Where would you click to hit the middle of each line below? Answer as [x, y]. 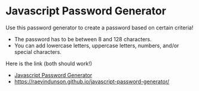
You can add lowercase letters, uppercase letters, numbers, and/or [97, 45]
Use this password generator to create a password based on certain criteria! [99, 28]
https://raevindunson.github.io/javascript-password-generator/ [92, 81]
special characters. [38, 51]
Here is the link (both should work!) [49, 63]
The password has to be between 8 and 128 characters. [83, 39]
